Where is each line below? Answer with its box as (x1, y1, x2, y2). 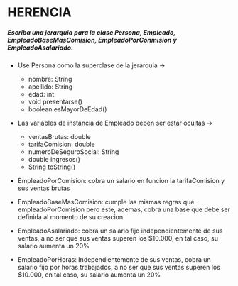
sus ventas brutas (17, 184, 70, 192)
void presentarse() (28, 97, 83, 106)
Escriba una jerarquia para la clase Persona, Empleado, (7, 28, 176, 36)
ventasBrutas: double (28, 133, 91, 141)
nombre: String (28, 75, 72, 84)
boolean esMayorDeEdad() (28, 105, 107, 114)
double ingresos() (28, 155, 80, 164)
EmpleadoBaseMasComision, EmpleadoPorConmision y (7, 35, 178, 44)
